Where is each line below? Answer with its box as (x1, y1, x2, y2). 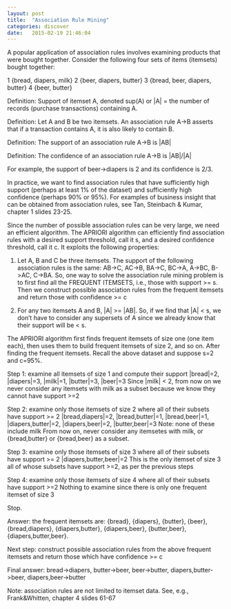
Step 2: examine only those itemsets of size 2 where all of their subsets (7, 405, 210, 414)
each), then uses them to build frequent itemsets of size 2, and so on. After (7, 342, 221, 350)
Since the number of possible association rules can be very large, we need (7, 221, 219, 230)
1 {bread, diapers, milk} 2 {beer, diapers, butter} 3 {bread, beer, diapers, (7, 77, 212, 85)
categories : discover (7, 23, 70, 30)
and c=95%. (7, 357, 43, 365)
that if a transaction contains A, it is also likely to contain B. (7, 125, 174, 133)
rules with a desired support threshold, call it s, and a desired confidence (7, 236, 215, 244)
